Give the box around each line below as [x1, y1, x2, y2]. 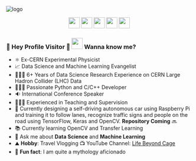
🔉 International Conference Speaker [14, 90, 104, 97]
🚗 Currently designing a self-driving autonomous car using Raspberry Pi [14, 105, 190, 112]
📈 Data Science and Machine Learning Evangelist [14, 63, 137, 70]
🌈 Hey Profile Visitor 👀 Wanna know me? [6, 42, 136, 51]
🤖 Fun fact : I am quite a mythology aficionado [14, 148, 126, 156]
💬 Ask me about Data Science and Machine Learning [14, 133, 146, 140]
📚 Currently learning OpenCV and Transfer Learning [14, 124, 143, 132]
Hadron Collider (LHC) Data [14, 77, 82, 85]
